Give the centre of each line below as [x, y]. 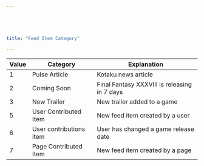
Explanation [146, 64]
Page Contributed [58, 146]
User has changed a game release [145, 129]
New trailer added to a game [137, 102]
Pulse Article [50, 75]
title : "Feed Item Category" [43, 38]
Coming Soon [52, 88]
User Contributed [57, 111]
